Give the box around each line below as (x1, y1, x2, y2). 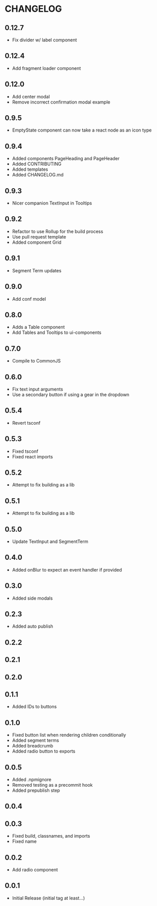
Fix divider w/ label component (12, 37, 77, 43)
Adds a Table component (12, 324, 65, 330)
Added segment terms (12, 737, 59, 743)
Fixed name (12, 838, 37, 844)
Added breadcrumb (12, 743, 53, 749)
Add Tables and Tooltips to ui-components (12, 329, 102, 335)
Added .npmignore (12, 776, 52, 783)
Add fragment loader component (12, 65, 81, 71)
